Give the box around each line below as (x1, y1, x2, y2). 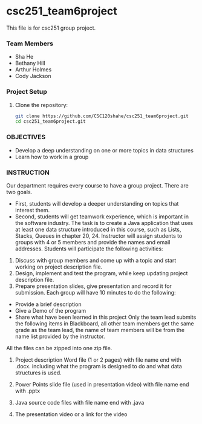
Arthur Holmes (15, 66, 52, 73)
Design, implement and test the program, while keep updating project (15, 269, 188, 276)
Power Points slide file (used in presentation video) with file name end (15, 380, 189, 388)
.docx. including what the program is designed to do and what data (15, 362, 183, 370)
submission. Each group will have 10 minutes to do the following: (15, 289, 177, 296)
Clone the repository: (15, 101, 68, 108)
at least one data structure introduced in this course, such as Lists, (15, 226, 181, 233)
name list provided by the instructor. (15, 333, 105, 340)
